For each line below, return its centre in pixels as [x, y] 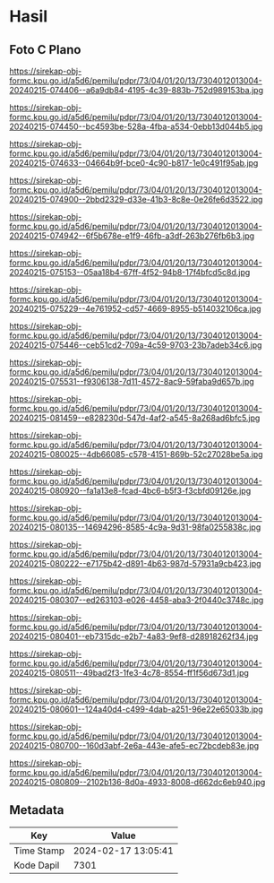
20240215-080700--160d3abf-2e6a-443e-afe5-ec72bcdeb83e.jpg [134, 745]
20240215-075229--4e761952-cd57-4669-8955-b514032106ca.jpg [135, 308]
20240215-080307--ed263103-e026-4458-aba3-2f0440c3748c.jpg [137, 600]
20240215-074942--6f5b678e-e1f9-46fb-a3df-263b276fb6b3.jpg [132, 236]
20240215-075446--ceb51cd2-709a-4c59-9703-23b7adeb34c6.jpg [136, 345]
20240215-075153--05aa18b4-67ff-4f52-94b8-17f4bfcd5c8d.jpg [130, 272]
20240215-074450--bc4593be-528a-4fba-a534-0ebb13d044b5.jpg [136, 126]
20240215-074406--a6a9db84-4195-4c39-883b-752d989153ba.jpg [137, 90]
